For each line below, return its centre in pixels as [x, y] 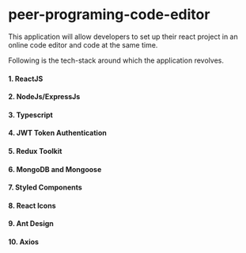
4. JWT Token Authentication [57, 133]
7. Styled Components [45, 187]
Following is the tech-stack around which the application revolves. [116, 60]
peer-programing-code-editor [109, 15]
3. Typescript [30, 115]
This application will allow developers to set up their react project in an [123, 36]
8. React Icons [32, 205]
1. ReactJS [26, 79]
